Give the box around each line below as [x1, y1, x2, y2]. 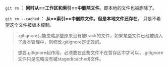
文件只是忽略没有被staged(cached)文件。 [17, 56, 104, 62]
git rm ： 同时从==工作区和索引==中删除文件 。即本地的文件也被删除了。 [5, 5, 157, 11]
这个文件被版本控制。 [9, 22, 54, 28]
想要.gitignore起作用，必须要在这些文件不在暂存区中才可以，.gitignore [17, 50, 163, 55]
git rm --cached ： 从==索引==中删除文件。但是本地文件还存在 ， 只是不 [5, 16, 157, 22]
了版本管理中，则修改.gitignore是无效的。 [17, 39, 104, 45]
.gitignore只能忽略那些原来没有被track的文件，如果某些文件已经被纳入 [17, 33, 163, 38]
